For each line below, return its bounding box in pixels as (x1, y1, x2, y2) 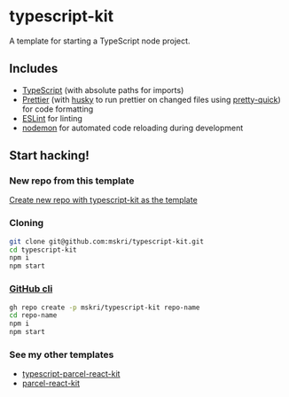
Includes (9, 61, 59, 76)
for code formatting (21, 104, 94, 114)
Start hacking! (9, 148, 90, 163)
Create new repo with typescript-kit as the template (9, 195, 198, 206)
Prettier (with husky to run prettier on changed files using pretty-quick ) (21, 94, 281, 105)
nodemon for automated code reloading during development (21, 122, 244, 133)
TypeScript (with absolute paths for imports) (21, 84, 184, 95)
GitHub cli (9, 283, 53, 295)
